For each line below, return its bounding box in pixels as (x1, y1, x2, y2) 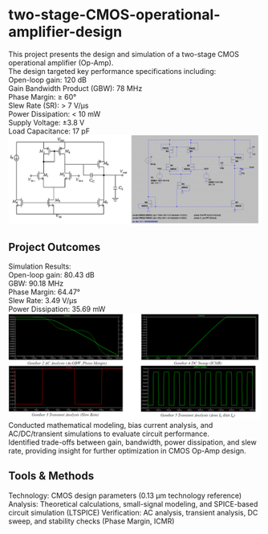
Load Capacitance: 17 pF (8, 126, 91, 136)
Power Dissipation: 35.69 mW (8, 304, 106, 314)
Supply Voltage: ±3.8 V (8, 117, 85, 127)
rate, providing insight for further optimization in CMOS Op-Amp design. (8, 446, 246, 456)
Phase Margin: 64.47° (8, 287, 80, 297)
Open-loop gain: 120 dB (8, 75, 87, 84)
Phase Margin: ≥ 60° (8, 92, 77, 101)
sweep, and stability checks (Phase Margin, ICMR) (8, 516, 175, 526)
